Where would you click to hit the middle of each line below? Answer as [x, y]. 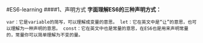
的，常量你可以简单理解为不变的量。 [45, 35]
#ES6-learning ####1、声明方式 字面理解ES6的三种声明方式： [84, 9]
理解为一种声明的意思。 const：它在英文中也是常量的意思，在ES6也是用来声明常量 [100, 28]
